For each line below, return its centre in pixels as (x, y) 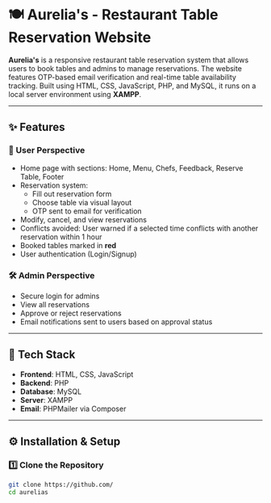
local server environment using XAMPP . (75, 94)
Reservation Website (80, 38)
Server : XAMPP (46, 399)
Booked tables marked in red (68, 245)
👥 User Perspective (47, 150)
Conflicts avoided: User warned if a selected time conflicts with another (139, 228)
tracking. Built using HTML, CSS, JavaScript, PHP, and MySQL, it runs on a (132, 86)
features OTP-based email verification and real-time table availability (122, 77)
